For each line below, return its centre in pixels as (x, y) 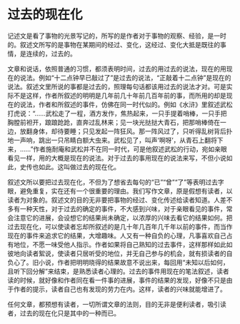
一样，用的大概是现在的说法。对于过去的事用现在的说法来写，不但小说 (123, 158)
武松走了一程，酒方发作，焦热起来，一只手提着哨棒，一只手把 (136, 113)
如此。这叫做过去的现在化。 (79, 167)
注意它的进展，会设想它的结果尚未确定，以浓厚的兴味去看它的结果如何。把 (123, 218)
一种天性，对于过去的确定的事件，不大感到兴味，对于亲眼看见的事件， (123, 208)
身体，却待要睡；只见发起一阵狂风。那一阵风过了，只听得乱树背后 (129, 131)
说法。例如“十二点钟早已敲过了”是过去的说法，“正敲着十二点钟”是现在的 (125, 77)
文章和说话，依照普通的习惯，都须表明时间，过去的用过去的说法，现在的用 (117, 69)
